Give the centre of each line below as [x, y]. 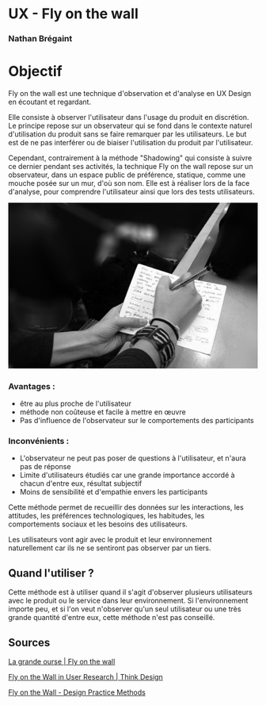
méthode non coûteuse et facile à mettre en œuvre [103, 412]
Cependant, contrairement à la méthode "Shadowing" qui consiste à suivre [130, 158]
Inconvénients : [39, 441]
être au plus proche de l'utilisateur [76, 404]
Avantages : [32, 386]
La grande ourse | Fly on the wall [62, 662]
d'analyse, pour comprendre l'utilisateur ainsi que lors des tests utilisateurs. [131, 192]
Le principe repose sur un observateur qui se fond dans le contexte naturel [130, 126]
